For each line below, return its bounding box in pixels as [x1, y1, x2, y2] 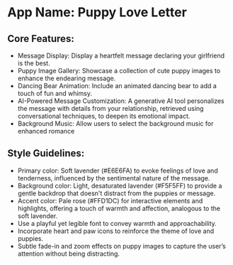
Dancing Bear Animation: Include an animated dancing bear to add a [17, 82, 217, 90]
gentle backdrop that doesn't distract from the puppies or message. [17, 189, 216, 198]
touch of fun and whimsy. [17, 90, 93, 97]
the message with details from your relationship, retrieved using [17, 104, 204, 112]
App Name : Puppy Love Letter [7, 4, 188, 21]
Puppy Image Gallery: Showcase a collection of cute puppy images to [17, 67, 221, 75]
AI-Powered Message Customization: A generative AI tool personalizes [17, 97, 225, 105]
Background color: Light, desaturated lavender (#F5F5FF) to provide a [17, 181, 222, 190]
